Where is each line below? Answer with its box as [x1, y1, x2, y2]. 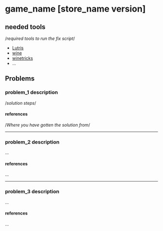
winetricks [12, 55, 33, 61]
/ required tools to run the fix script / [5, 35, 75, 41]
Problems [5, 74, 35, 83]
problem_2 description [5, 138, 60, 145]
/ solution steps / [5, 100, 36, 106]
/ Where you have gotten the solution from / [5, 122, 90, 128]
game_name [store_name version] [5, 3, 146, 15]
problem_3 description [5, 188, 60, 195]
